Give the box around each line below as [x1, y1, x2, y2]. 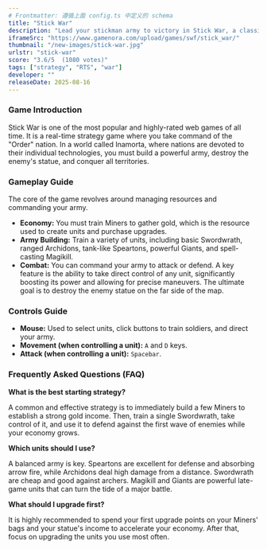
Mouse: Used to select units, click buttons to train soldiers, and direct [19, 324, 249, 333]
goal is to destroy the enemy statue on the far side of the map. [19, 286, 224, 295]
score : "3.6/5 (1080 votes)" [8, 56, 109, 64]
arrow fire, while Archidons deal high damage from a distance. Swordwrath [8, 467, 254, 477]
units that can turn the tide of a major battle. [28, 484, 172, 493]
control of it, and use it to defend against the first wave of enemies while [8, 419, 246, 429]
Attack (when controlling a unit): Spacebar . [19, 349, 161, 359]
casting [19, 252, 45, 262]
